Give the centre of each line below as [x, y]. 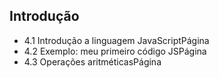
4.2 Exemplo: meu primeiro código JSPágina [115, 51]
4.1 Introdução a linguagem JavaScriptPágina [116, 40]
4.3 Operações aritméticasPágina [92, 61]
